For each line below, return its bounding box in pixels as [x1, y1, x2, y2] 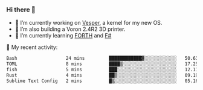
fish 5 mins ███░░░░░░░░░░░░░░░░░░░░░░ [6, 66, 177, 73]
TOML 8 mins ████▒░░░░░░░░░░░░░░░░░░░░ [6, 61, 177, 67]
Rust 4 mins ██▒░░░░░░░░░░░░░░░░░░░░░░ [6, 72, 177, 78]
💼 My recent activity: [6, 43, 58, 51]
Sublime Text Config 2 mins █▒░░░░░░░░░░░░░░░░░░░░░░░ [6, 78, 177, 84]
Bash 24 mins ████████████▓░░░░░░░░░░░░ [6, 56, 177, 62]
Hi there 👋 [6, 5, 36, 14]
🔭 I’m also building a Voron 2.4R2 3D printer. [14, 25, 126, 33]
